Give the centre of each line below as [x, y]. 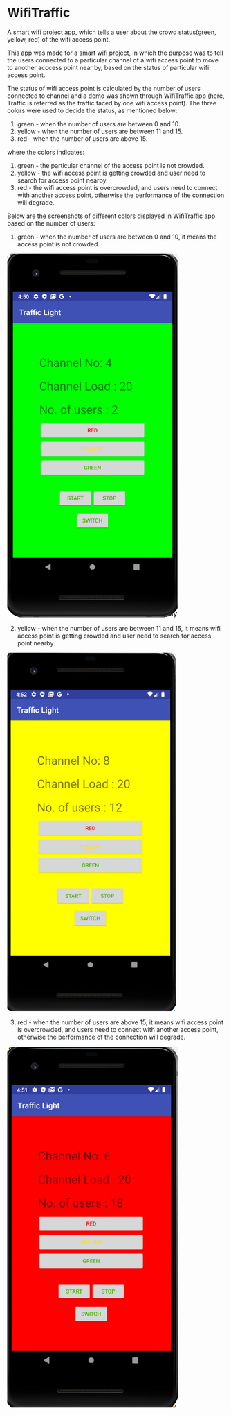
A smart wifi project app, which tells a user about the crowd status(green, [112, 32]
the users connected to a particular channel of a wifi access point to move [113, 60]
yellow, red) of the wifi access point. [59, 39]
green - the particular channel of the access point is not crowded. [111, 165]
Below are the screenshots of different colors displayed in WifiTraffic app [111, 216]
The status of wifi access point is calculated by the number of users [104, 88]
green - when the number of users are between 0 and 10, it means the [117, 237]
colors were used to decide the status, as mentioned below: [92, 110]
